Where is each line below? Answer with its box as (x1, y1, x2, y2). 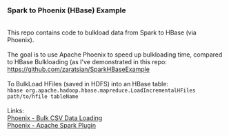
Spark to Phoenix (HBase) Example (7, 6, 126, 15)
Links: (7, 106, 24, 115)
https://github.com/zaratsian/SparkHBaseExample (7, 65, 150, 74)
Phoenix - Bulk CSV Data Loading (7, 114, 103, 122)
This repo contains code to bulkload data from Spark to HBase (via (7, 28, 197, 37)
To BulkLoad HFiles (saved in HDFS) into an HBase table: (7, 80, 169, 88)
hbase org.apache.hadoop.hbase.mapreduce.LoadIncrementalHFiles (7, 87, 196, 95)
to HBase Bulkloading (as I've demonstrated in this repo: (7, 58, 167, 66)
